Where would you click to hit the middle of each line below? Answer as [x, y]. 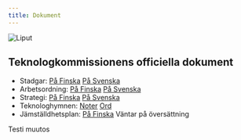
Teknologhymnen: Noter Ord [66, 106]
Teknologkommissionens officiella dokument [121, 62]
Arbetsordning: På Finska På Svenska [80, 89]
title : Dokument [35, 15]
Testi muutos [29, 129]
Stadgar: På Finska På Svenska [69, 81]
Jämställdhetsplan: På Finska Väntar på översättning [104, 114]
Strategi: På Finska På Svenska [69, 98]
